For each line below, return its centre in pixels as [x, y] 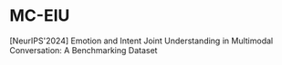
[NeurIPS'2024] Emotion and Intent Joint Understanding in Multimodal [141, 41]
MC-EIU [40, 16]
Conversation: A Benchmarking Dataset [84, 50]
